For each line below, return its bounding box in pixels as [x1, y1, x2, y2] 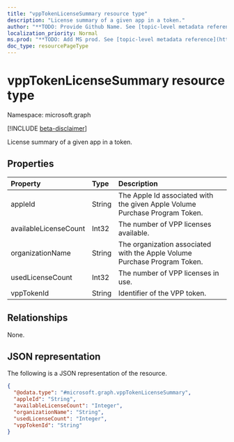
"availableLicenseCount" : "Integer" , [13, 402, 123, 409]
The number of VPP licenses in [118, 268, 219, 278]
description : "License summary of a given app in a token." [7, 17, 186, 24]
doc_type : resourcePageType [7, 43, 89, 50]
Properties [7, 158, 54, 170]
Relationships [7, 312, 68, 324]
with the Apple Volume [118, 248, 193, 258]
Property [10, 179, 41, 189]
